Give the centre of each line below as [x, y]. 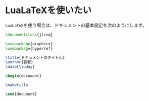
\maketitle [17, 85]
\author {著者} [19, 62]
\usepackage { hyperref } [29, 48]
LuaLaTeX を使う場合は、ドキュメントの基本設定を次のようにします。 [76, 25]
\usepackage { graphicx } [29, 44]
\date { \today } [20, 67]
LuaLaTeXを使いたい [48, 10]
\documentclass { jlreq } [29, 35]
